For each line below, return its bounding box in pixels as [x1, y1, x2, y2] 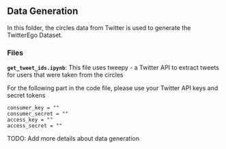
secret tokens [7, 92, 46, 100]
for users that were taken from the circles [7, 71, 124, 79]
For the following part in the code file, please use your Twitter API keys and [7, 84, 218, 92]
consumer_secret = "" [7, 111, 69, 118]
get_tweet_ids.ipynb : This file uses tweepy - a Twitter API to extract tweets [7, 64, 220, 72]
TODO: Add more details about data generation [7, 135, 140, 143]
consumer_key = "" [7, 105, 59, 111]
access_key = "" [7, 116, 53, 124]
